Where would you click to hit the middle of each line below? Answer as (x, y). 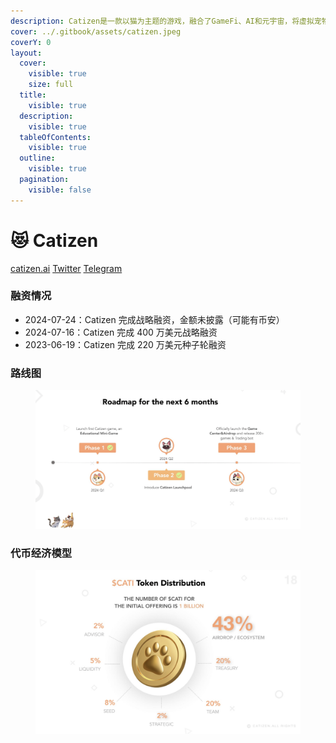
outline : (37, 158)
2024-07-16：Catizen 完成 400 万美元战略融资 (121, 332)
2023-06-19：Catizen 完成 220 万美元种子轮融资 (125, 344)
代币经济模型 (41, 553)
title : (33, 95)
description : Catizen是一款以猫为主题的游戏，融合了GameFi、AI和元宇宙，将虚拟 (162, 21)
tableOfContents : (55, 137)
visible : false (60, 190)
